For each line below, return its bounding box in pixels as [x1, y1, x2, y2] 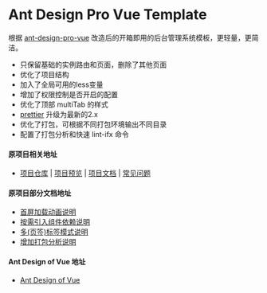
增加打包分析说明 [19, 237, 77, 247]
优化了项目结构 [19, 69, 69, 79]
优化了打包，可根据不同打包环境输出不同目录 [19, 119, 167, 129]
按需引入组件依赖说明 [19, 217, 90, 227]
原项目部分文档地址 [8, 188, 72, 197]
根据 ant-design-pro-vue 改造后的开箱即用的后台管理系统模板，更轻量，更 [8, 33, 253, 42]
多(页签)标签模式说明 [19, 227, 89, 236]
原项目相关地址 [8, 149, 57, 158]
